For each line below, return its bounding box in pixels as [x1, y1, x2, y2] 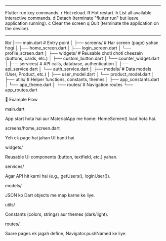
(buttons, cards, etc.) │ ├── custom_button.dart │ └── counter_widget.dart [5, 55, 160, 61]
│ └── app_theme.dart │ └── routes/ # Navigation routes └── [5, 82, 133, 87]
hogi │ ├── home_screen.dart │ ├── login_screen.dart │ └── [5, 45, 132, 51]
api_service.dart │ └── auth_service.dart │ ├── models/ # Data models [5, 66, 152, 72]
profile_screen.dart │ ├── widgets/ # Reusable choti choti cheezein [5, 50, 143, 56]
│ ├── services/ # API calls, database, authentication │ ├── [5, 61, 128, 67]
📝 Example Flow [5, 97, 38, 102]
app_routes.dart [5, 87, 38, 93]
